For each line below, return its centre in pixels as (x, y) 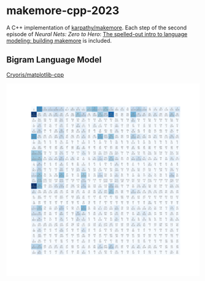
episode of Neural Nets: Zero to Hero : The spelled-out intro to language (97, 34)
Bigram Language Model (54, 60)
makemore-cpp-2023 (63, 11)
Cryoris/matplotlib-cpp (35, 75)
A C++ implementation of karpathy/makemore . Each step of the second (97, 28)
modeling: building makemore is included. (59, 40)
